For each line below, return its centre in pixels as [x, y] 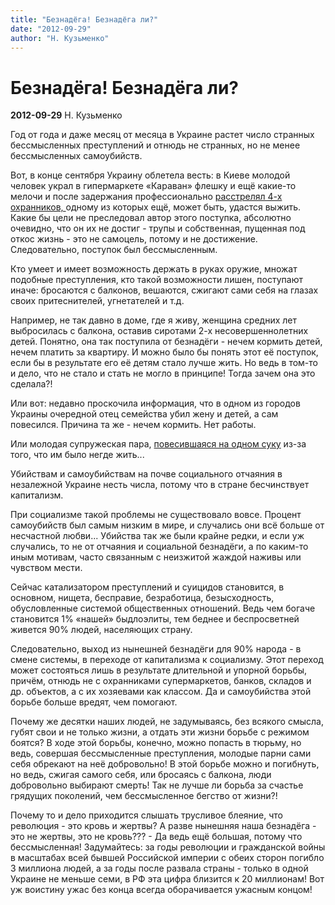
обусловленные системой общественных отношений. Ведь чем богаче [163, 608]
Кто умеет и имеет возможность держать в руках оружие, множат [154, 269]
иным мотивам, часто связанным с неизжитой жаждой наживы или [156, 557]
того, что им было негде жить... [77, 455]
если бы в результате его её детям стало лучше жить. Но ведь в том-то [164, 363]
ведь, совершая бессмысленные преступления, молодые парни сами [161, 753]
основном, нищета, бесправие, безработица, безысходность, [142, 598]
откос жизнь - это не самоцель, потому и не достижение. [134, 239]
